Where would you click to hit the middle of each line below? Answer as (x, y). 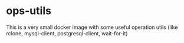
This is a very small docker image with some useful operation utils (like (92, 27)
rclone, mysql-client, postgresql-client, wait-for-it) (67, 33)
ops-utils (29, 11)
